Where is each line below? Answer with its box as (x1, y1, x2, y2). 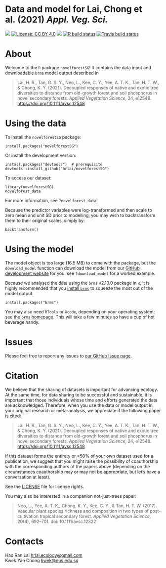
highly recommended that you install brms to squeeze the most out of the (5, 285, 153, 291)
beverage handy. (5, 319, 40, 325)
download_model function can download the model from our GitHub (5, 265, 140, 271)
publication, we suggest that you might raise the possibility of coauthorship (5, 458, 159, 464)
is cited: (5, 413, 21, 419)
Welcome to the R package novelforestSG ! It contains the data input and (5, 64, 152, 70)
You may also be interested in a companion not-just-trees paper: (5, 493, 137, 499)
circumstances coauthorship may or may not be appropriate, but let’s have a (5, 469, 161, 475)
